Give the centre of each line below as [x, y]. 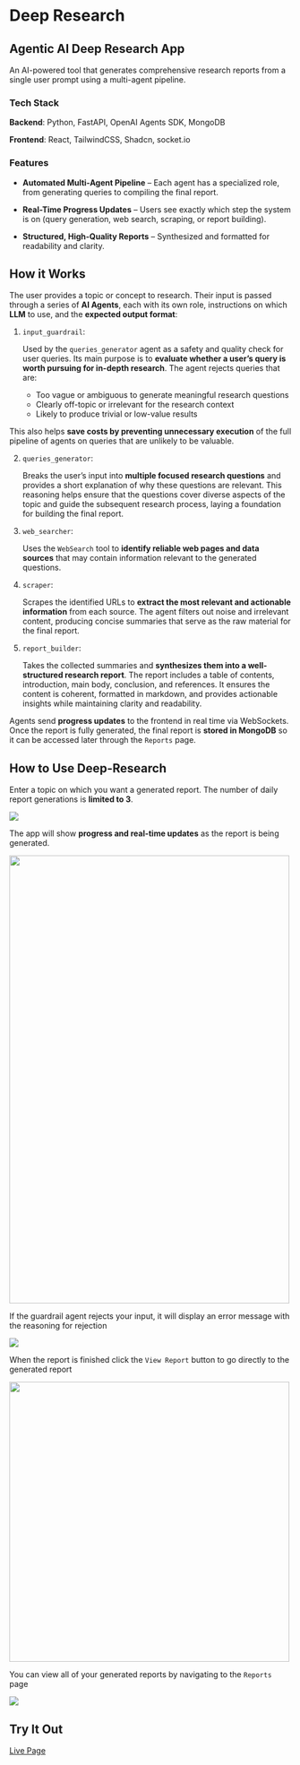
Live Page [28, 1751]
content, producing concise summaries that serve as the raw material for [156, 621]
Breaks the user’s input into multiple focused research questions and [151, 476]
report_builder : [52, 648]
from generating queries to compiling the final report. [120, 192]
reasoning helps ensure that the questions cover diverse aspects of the [154, 495]
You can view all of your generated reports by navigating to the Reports [141, 1675]
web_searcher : [47, 531]
